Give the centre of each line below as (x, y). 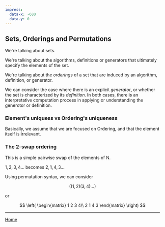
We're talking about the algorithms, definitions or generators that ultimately (81, 60)
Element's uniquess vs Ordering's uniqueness (61, 118)
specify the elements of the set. (37, 65)
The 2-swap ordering (31, 147)
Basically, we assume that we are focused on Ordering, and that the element (82, 129)
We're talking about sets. (30, 51)
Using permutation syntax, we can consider (49, 177)
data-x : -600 (23, 14)
